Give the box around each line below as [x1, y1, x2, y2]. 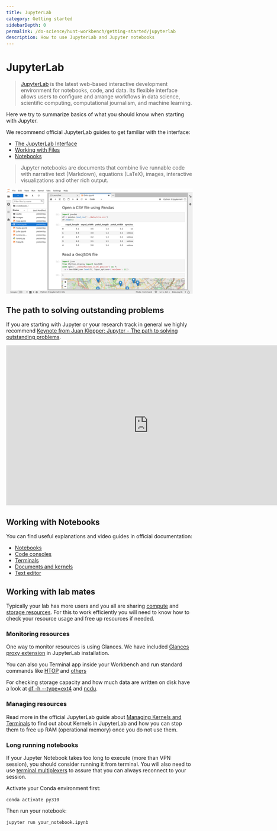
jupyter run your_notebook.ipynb [6, 819, 89, 825]
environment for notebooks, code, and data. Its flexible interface [20, 87, 178, 94]
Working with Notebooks [6, 517, 100, 527]
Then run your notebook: [6, 807, 67, 814]
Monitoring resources [6, 629, 70, 638]
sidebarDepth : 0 [6, 22, 46, 28]
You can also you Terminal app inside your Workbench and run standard [6, 661, 182, 668]
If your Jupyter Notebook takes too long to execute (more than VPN [6, 754, 171, 761]
